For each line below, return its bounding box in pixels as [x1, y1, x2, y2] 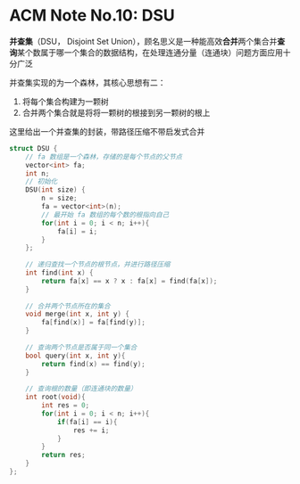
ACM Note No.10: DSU [9, 5, 176, 26]
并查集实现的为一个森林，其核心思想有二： [9, 77, 166, 87]
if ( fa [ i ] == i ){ [56, 417, 118, 426]
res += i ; [72, 425, 110, 435]
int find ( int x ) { [25, 268, 94, 277]
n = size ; [41, 193, 78, 203]
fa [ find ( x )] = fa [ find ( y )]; [41, 318, 146, 327]
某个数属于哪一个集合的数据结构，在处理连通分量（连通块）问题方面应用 [17, 46, 283, 58]
